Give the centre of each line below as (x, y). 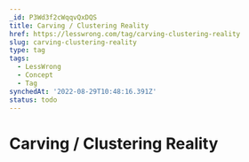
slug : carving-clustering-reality (73, 42)
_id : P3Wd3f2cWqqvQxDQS (53, 17)
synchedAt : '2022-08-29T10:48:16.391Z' (83, 91)
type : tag (28, 50)
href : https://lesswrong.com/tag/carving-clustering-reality (125, 34)
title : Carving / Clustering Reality (79, 26)
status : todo (33, 100)
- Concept (35, 75)
